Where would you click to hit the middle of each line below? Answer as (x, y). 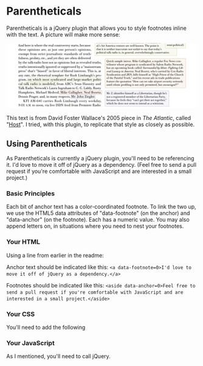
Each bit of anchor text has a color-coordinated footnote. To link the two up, (101, 207)
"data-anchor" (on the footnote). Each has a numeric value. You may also (98, 220)
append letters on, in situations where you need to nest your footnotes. (95, 226)
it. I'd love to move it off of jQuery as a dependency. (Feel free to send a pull (101, 165)
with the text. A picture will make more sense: (63, 34)
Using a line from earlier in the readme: (55, 255)
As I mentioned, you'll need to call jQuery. (58, 356)
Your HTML (23, 242)
